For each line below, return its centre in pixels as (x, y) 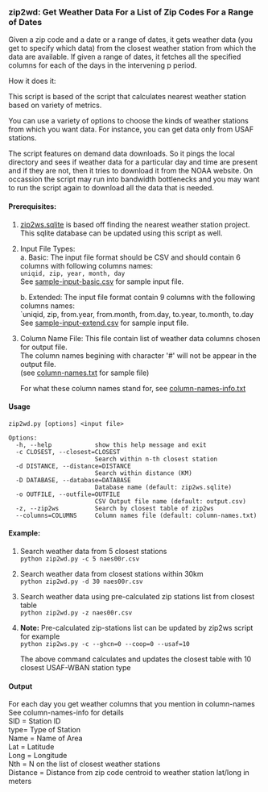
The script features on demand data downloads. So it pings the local (122, 154)
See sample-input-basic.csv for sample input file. (102, 281)
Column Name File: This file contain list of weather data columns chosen (140, 338)
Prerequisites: (33, 206)
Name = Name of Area (45, 738)
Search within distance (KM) (144, 473)
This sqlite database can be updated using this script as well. (121, 233)
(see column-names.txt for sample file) (85, 373)
